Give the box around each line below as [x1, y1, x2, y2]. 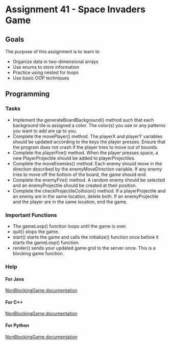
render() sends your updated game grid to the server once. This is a [12, 245, 156, 251]
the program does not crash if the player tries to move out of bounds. [12, 144, 159, 150]
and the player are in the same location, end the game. [12, 199, 128, 205]
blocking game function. [12, 250, 64, 256]
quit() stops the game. [12, 228, 60, 235]
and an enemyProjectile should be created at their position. [12, 182, 137, 188]
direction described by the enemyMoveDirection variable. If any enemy [12, 166, 162, 172]
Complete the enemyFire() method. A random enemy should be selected [12, 177, 165, 183]
